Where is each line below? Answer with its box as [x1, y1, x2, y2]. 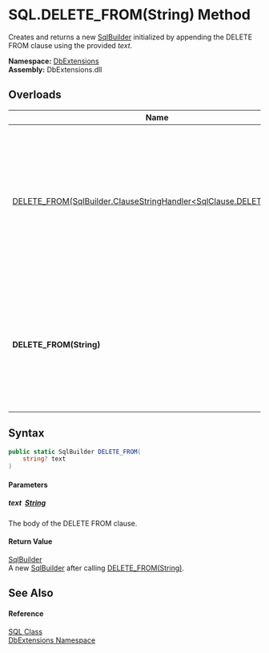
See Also [8, 586, 54, 600]
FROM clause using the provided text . [8, 40, 133, 50]
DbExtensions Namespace [8, 635, 96, 645]
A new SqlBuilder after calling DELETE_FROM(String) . [8, 563, 184, 573]
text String [8, 498, 46, 508]
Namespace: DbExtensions [8, 56, 99, 66]
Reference [8, 608, 44, 619]
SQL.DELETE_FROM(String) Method [8, 6, 251, 24]
